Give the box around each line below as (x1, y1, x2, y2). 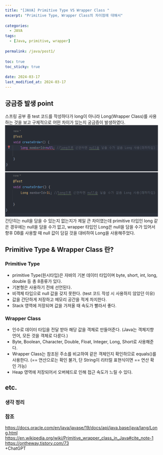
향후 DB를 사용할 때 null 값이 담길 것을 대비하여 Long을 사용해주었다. (5, 230, 135, 236)
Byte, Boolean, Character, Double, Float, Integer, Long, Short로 (12, 339, 137, 345)
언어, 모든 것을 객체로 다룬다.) (12, 333, 68, 339)
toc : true (5, 59, 25, 64)
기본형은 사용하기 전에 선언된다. (12, 284, 72, 290)
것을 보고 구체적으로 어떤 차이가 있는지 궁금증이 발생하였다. (14, 119, 126, 125)
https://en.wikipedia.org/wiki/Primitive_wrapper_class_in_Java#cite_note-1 (5, 435, 154, 441)
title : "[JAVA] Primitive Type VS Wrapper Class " (5, 8, 110, 13)
